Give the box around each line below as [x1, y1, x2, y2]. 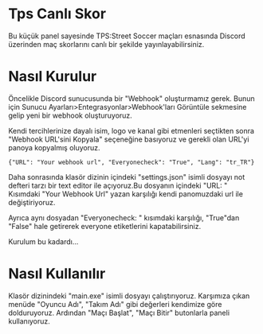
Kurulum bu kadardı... [8, 236, 79, 247]
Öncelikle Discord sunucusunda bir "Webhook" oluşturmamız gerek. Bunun [8, 93, 255, 103]
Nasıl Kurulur [8, 68, 97, 86]
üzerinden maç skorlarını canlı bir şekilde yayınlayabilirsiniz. [8, 39, 205, 49]
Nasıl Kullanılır [8, 265, 106, 283]
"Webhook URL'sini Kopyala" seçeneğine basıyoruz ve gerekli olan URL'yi [8, 134, 249, 144]
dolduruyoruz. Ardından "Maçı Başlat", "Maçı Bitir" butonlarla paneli [8, 308, 230, 317]
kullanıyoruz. [8, 316, 50, 326]
